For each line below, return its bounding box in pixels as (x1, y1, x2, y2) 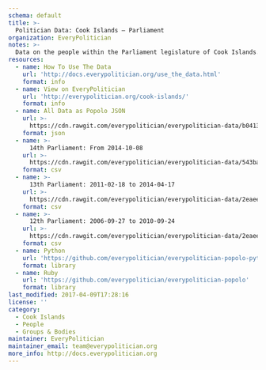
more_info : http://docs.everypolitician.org (8, 349, 158, 358)
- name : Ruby (15, 269, 59, 277)
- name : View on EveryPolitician (15, 85, 126, 93)
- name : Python (15, 247, 66, 255)
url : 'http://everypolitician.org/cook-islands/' (22, 92, 190, 100)
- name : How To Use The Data (15, 63, 112, 71)
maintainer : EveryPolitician (8, 335, 104, 343)
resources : (8, 56, 44, 64)
